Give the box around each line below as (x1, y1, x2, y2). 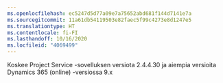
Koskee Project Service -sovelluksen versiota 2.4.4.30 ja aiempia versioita (7, 61, 217, 69)
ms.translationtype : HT (7, 23, 75, 29)
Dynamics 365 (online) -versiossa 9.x (7, 68, 113, 76)
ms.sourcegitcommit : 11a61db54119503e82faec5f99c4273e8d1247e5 (7, 16, 192, 23)
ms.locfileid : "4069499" (7, 42, 78, 49)
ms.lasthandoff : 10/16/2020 (7, 36, 88, 43)
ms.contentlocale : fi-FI (7, 29, 78, 36)
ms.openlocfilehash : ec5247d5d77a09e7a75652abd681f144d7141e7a (7, 10, 192, 17)
